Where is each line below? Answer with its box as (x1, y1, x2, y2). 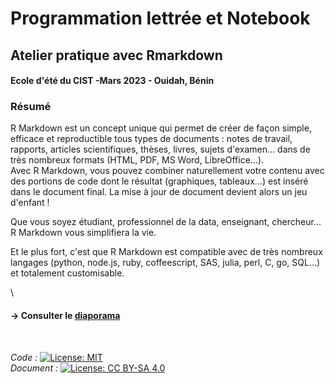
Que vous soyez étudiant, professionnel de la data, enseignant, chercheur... (10, 216, 322, 228)
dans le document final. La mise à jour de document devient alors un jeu (10, 186, 308, 198)
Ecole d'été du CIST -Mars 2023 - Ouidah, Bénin (10, 75, 215, 87)
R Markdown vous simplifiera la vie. (10, 227, 157, 239)
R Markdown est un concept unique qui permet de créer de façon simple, (10, 122, 312, 134)
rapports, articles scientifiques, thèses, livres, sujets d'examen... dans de (10, 143, 311, 156)
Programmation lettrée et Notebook (10, 7, 311, 30)
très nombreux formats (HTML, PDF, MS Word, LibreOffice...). (10, 154, 265, 166)
